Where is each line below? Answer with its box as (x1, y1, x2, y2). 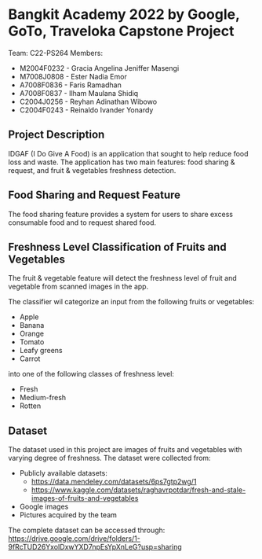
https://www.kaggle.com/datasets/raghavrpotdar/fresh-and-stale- (31, 485, 246, 495)
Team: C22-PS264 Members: (8, 48, 104, 57)
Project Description (8, 128, 105, 142)
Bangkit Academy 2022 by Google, (8, 6, 240, 24)
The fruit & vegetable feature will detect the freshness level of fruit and (8, 274, 237, 283)
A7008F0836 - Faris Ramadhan (19, 80, 122, 90)
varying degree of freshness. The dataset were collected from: (8, 454, 211, 463)
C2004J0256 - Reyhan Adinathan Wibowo (19, 97, 158, 106)
